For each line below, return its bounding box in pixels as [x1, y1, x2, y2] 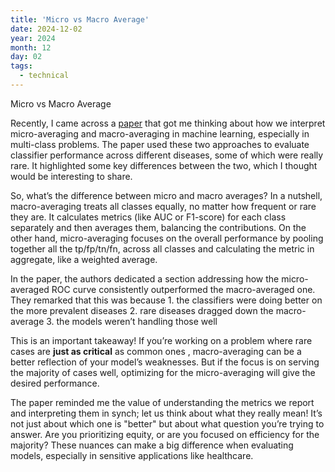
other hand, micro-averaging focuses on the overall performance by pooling [10, 232, 324, 244]
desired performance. [10, 377, 100, 389]
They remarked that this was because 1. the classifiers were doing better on [10, 294, 323, 306]
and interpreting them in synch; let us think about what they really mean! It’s [10, 407, 323, 419]
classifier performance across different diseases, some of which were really [10, 149, 324, 161]
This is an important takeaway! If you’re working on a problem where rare [10, 334, 313, 346]
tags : [10, 61, 33, 71]
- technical [19, 71, 70, 81]
